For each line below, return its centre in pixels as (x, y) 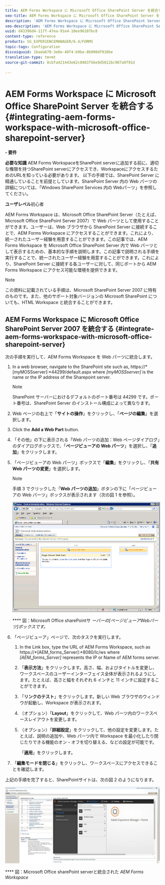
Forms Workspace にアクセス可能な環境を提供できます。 (63, 270)
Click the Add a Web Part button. (46, 429)
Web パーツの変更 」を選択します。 (47, 469)
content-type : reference (30, 36)
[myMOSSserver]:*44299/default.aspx (52, 372)
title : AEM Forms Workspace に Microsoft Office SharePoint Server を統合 (82, 10)
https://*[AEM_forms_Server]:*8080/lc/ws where (70, 652)
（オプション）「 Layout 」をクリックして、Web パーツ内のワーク (84, 713)
